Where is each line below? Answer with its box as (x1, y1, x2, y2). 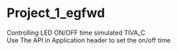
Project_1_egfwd (6, 5, 105, 21)
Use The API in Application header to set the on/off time (6, 35, 171, 44)
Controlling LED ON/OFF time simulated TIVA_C (6, 28, 145, 37)
